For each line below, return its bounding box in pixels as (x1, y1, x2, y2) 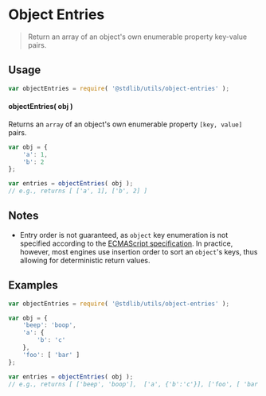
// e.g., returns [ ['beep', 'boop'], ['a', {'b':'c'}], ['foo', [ (8, 380, 241, 388)
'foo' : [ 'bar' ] (22, 351, 80, 359)
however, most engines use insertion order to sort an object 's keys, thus (19, 247, 258, 256)
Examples (8, 278, 58, 292)
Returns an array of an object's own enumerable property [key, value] (8, 119, 243, 129)
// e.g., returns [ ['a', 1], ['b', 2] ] (8, 187, 148, 196)
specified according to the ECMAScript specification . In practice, (19, 239, 233, 248)
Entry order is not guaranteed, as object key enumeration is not (19, 230, 229, 239)
